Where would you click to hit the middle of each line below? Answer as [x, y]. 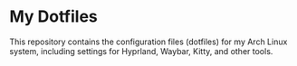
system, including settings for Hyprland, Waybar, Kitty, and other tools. [141, 51]
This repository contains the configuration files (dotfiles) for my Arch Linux [148, 42]
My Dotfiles [53, 17]
